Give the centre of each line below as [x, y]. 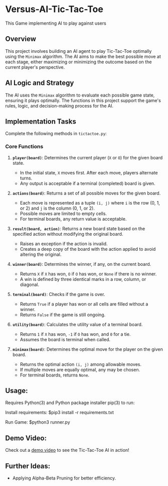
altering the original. [41, 254]
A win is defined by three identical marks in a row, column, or [83, 279]
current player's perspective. [35, 67]
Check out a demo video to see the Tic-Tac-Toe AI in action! [67, 450]
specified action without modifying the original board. [68, 234]
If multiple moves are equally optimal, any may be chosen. [80, 369]
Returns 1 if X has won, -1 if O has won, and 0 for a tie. [75, 334]
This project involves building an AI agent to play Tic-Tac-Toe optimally [78, 51]
